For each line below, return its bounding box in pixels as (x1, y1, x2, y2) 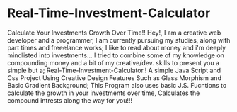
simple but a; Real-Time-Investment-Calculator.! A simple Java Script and (7, 66, 221, 74)
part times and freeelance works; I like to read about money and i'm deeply (7, 43, 226, 52)
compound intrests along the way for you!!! (7, 96, 133, 104)
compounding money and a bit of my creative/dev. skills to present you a (7, 58, 220, 67)
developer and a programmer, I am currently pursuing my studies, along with (7, 35, 231, 44)
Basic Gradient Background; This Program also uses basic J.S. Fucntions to (7, 81, 227, 89)
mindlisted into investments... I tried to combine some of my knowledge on (7, 51, 225, 60)
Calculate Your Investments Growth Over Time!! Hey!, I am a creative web (7, 28, 221, 37)
